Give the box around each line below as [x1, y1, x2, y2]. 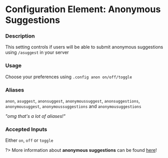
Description [5, 33, 35, 40]
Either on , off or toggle [5, 137, 53, 143]
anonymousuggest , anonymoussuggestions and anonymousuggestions [5, 103, 142, 110]
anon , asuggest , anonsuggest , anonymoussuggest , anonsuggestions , [5, 98, 140, 104]
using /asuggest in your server [5, 49, 69, 55]
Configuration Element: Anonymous [5, 4, 161, 15]
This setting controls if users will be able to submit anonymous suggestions [5, 44, 163, 50]
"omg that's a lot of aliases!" [5, 113, 66, 119]
